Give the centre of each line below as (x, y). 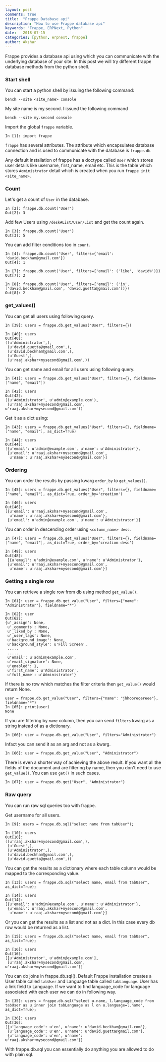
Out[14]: (14, 900)
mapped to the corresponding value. (42, 873)
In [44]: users (21, 440)
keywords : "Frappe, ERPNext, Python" (44, 28)
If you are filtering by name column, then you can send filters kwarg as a (80, 721)
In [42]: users (21, 391)
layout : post (19, 10)
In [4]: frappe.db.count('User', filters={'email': (59, 254)
